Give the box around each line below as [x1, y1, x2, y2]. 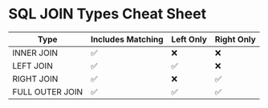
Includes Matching [91, 34, 164, 45]
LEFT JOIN [12, 60, 54, 71]
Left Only [171, 34, 207, 45]
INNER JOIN [12, 47, 59, 58]
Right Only [214, 34, 257, 45]
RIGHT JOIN [12, 73, 59, 84]
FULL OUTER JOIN [12, 86, 83, 97]
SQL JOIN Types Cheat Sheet [8, 5, 207, 23]
